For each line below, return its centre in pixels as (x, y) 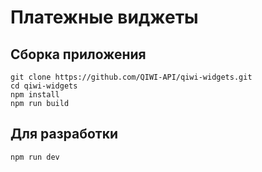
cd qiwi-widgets (44, 86)
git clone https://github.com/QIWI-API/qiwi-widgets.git (131, 77)
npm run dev (35, 157)
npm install (35, 95)
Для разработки (64, 134)
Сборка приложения (78, 54)
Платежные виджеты (104, 17)
